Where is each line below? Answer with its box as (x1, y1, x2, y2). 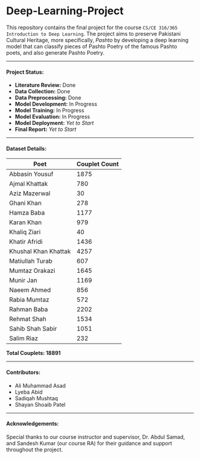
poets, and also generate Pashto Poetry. (6, 49, 105, 56)
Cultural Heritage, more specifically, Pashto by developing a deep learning (6, 36, 189, 43)
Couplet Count (76, 160, 119, 168)
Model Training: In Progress (14, 107, 85, 114)
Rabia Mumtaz (9, 295, 49, 304)
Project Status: (6, 68, 44, 76)
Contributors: (6, 369, 40, 376)
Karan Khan (9, 218, 42, 227)
